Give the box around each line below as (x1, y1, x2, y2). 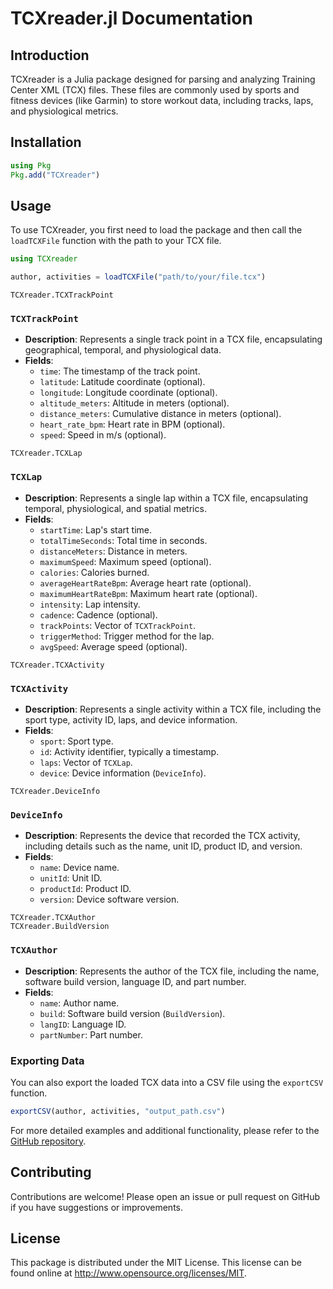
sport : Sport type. (39, 735, 114, 747)
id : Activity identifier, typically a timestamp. (39, 746, 220, 758)
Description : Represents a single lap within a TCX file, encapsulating (24, 492, 309, 504)
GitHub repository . (10, 1135, 87, 1147)
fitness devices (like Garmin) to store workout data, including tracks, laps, (10, 95, 314, 106)
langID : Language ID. (39, 1018, 127, 1030)
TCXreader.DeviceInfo (10, 787, 101, 797)
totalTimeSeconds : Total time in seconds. (39, 534, 208, 546)
